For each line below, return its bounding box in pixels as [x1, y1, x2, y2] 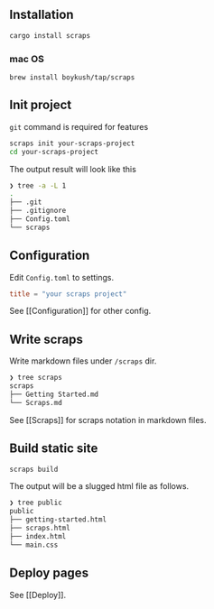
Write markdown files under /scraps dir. [9, 355, 157, 366]
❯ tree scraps [9, 374, 63, 383]
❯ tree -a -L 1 [9, 180, 67, 190]
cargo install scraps [9, 31, 91, 40]
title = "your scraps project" [9, 289, 127, 299]
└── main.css [9, 540, 59, 549]
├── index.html [9, 531, 67, 540]
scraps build [9, 465, 59, 474]
